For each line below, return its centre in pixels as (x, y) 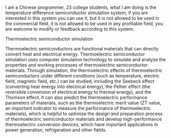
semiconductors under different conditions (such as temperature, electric (82, 76)
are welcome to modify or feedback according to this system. (70, 29)
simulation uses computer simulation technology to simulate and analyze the (86, 60)
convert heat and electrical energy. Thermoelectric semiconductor (75, 54)
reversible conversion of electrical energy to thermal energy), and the (78, 92)
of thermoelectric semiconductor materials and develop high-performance (84, 119)
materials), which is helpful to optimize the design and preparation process (84, 114)
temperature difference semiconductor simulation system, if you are (77, 13)
